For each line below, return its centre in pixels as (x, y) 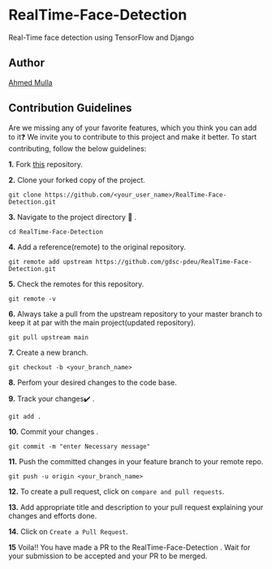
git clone (25, 195)
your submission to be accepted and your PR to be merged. (108, 556)
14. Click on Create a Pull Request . (68, 531)
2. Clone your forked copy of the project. (77, 179)
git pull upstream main (49, 337)
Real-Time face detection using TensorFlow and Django (101, 37)
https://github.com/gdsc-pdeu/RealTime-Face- (174, 261)
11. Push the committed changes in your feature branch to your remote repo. (136, 461)
